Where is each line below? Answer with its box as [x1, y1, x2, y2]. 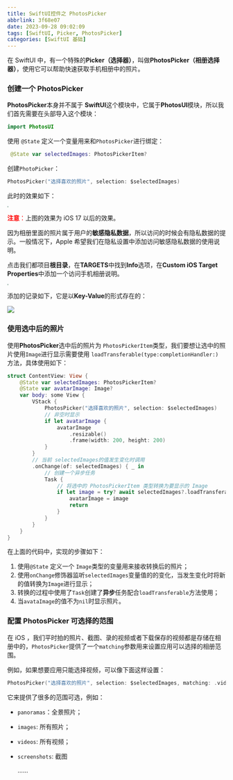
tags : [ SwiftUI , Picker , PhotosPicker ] [7, 29, 123, 37]
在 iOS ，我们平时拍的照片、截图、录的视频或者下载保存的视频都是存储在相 [7, 633, 221, 642]
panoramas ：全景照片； [17, 708, 83, 716]
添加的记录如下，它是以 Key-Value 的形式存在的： [7, 292, 147, 300]
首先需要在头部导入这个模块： [12, 109, 98, 118]
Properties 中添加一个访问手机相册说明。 [7, 269, 123, 278]
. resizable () [69, 431, 107, 438]
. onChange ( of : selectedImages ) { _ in [32, 463, 144, 470]
